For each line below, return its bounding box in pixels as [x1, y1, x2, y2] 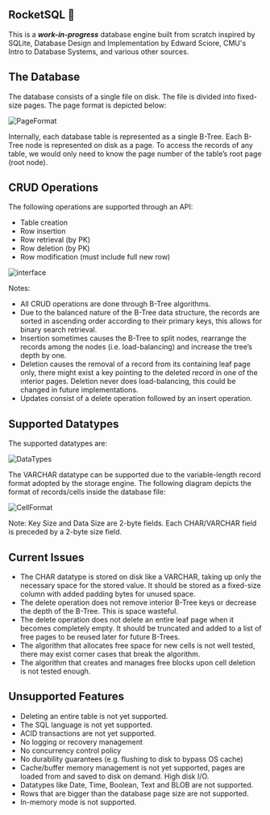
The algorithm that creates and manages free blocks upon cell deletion [19, 658, 255, 668]
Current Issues [8, 551, 85, 564]
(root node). [8, 157, 48, 167]
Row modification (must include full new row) [19, 252, 171, 262]
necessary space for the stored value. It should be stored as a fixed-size [19, 581, 261, 590]
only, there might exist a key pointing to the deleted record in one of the [19, 368, 258, 378]
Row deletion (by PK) [19, 243, 90, 253]
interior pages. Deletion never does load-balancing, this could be [19, 377, 236, 386]
